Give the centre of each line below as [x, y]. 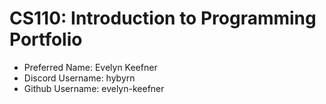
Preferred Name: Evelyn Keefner [90, 67]
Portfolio [46, 39]
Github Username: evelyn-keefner [94, 88]
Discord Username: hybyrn [79, 78]
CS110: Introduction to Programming [163, 18]
